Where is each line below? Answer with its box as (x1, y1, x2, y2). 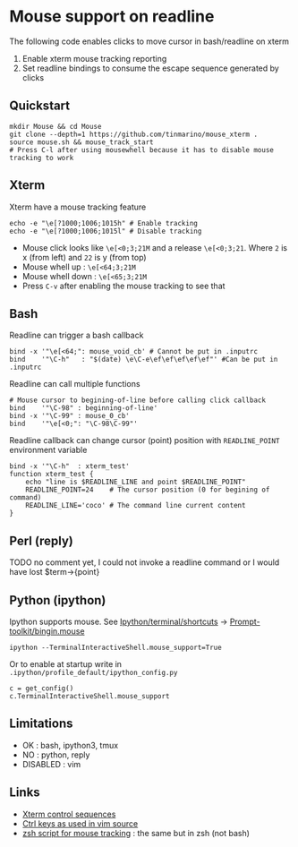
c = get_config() (9, 684, 74, 693)
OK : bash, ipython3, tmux (21, 740, 119, 750)
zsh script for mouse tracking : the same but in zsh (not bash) (21, 827, 251, 838)
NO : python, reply (21, 749, 90, 760)
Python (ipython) (9, 593, 106, 608)
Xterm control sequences (21, 808, 116, 819)
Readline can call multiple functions (9, 379, 140, 389)
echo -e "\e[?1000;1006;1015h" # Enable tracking (9, 218, 199, 227)
